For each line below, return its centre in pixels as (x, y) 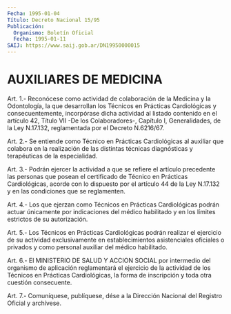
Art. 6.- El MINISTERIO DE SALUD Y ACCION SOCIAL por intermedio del (109, 260)
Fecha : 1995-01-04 (33, 13)
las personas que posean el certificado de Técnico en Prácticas (98, 176)
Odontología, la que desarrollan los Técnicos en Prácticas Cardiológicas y (112, 106)
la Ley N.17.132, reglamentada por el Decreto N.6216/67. (86, 127)
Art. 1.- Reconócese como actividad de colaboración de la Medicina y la (109, 98)
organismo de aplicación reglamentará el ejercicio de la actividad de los (109, 268)
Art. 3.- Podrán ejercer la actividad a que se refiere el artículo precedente (111, 169)
